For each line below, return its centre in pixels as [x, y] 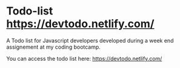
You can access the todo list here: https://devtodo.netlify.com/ [84, 58]
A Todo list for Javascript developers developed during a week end [90, 40]
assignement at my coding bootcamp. [54, 47]
